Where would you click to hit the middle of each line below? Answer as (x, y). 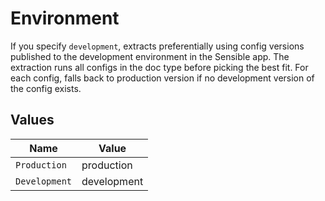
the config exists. (46, 88)
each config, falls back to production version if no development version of (162, 78)
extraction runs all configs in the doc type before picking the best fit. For (159, 67)
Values (32, 120)
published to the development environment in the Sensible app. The (150, 56)
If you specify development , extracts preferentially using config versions (157, 46)
